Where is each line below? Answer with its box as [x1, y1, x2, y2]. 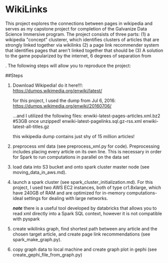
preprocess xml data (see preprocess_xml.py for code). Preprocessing [12, 143, 160, 149]
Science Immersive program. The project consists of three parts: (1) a [5, 31, 150, 37]
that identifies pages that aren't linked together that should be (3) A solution [5, 47, 163, 53]
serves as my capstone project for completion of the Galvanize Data [5, 25, 147, 31]
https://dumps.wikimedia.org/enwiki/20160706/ [12, 103, 112, 109]
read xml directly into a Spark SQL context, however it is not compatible [12, 210, 162, 216]
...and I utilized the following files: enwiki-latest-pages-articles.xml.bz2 [12, 113, 160, 119]
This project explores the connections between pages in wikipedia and [5, 20, 153, 26]
